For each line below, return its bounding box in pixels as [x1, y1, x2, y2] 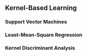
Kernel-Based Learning [5, 4, 77, 12]
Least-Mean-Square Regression [5, 32, 83, 38]
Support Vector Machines [5, 19, 67, 25]
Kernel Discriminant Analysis [5, 45, 75, 52]
